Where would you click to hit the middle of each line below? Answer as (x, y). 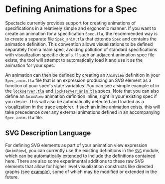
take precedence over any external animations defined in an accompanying (82, 112)
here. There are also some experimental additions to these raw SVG (75, 161)
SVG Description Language (48, 133)
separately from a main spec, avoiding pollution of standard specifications (81, 49)
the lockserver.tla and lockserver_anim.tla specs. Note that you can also (82, 91)
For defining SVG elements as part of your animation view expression (76, 145)
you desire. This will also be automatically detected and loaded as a (75, 101)
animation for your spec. (30, 65)
